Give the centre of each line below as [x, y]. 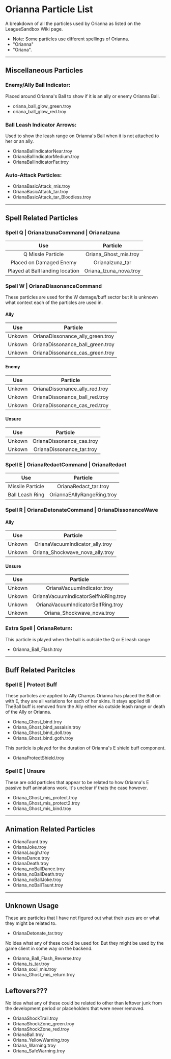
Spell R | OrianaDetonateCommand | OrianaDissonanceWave [82, 510]
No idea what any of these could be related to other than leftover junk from [84, 1003]
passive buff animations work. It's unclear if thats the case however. [77, 788]
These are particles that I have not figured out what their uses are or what [82, 918]
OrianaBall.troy [28, 1035]
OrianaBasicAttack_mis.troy [41, 186]
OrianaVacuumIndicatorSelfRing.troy [79, 604]
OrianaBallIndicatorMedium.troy [46, 156]
